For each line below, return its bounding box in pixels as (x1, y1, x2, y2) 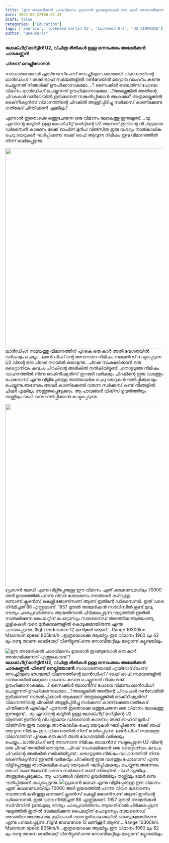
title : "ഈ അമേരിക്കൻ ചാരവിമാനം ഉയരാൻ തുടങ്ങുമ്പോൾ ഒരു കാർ (5, 7, 138, 13)
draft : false (5, 17, 33, 22)
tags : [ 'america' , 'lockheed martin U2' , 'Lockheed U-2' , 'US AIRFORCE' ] (5, 26, 163, 31)
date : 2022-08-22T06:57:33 (5, 12, 62, 17)
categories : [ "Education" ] (5, 21, 62, 27)
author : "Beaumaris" (5, 31, 49, 36)
